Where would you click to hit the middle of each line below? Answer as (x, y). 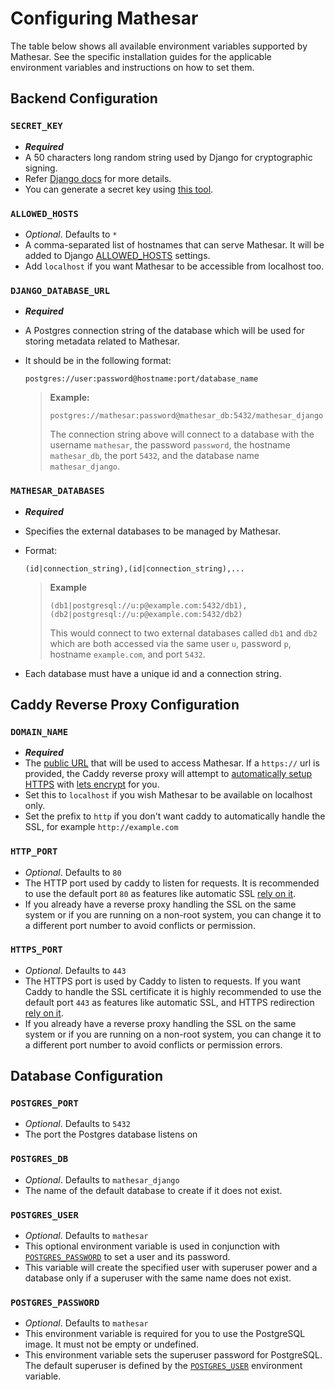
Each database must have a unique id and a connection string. (153, 673)
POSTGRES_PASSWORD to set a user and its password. (127, 1257)
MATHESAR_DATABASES (57, 491)
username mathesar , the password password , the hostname (170, 445)
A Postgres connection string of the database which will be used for (164, 331)
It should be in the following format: (98, 361)
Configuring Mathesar (104, 18)
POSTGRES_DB (39, 1159)
